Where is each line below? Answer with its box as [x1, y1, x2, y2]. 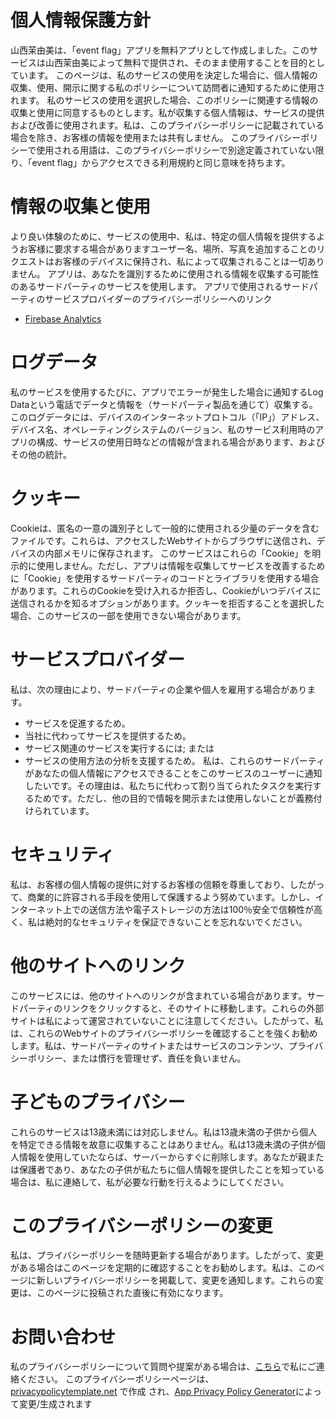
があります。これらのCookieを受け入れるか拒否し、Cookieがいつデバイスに [10, 584, 322, 596]
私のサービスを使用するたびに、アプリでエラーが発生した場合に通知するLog [10, 386, 324, 398]
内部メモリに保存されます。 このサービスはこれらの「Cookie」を [44, 547, 313, 559]
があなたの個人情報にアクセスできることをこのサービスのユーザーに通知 [24, 767, 323, 779]
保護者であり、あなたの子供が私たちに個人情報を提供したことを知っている [18, 1163, 325, 1175]
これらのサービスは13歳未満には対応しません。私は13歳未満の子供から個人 [10, 1126, 318, 1138]
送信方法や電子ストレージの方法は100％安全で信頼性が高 [88, 903, 323, 915]
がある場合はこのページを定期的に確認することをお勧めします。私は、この [10, 1262, 317, 1274]
